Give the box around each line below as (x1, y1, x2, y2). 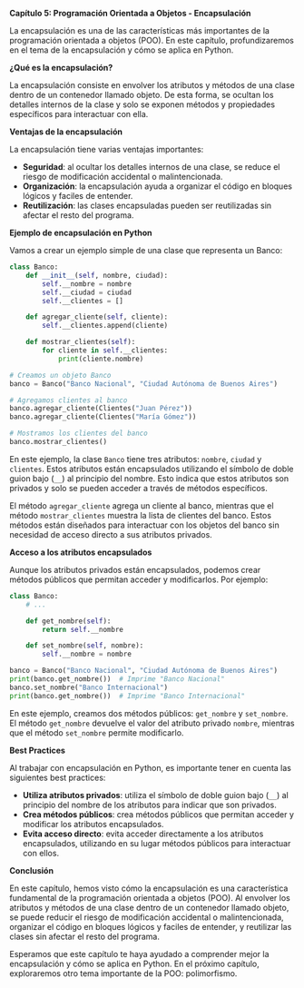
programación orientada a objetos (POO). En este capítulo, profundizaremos (9, 35, 295, 45)
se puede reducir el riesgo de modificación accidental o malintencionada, (9, 912, 284, 923)
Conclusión (9, 864, 54, 875)
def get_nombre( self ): (25, 617, 112, 626)
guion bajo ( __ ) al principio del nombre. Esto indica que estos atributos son (9, 472, 289, 484)
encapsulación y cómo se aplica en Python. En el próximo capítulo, (9, 958, 260, 969)
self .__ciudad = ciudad (42, 288, 132, 297)
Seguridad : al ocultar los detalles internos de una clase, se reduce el (22, 162, 280, 172)
